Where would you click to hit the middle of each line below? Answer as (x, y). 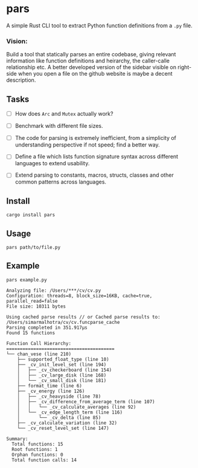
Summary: (17, 439)
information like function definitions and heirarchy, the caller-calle (88, 61)
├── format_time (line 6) (50, 386)
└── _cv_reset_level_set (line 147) (63, 428)
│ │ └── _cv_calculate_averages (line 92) (77, 407)
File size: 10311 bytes (36, 306)
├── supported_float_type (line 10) (63, 359)
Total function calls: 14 (44, 460)
